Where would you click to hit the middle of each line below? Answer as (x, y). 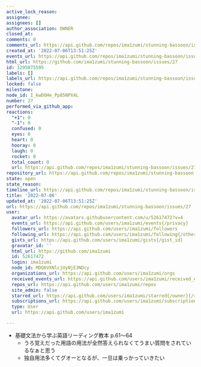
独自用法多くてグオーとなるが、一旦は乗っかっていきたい (94, 357)
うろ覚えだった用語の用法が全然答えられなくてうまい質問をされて (105, 342)
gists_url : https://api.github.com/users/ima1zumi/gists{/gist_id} (98, 240)
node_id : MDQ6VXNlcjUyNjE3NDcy (51, 268)
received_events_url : (39, 279)
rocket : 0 (24, 156)
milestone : (20, 90)
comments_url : (24, 46)
